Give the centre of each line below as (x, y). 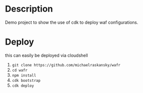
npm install (24, 75)
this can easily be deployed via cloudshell (47, 55)
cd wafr (20, 70)
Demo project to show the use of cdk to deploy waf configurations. (72, 22)
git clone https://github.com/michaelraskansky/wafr (66, 65)
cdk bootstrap (26, 80)
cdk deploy (23, 86)
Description (29, 9)
